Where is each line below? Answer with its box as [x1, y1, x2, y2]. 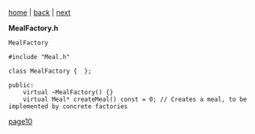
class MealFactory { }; [8, 67, 92, 75]
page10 [8, 117, 33, 126]
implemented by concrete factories [8, 103, 128, 111]
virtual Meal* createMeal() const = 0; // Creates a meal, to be [23, 95, 248, 103]
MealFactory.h [8, 23, 59, 32]
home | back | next [8, 8, 71, 17]
